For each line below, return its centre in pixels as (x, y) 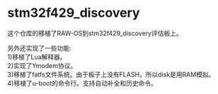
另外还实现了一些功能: (40, 48)
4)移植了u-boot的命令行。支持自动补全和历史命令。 (82, 83)
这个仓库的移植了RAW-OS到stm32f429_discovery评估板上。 (95, 33)
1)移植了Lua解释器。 (37, 57)
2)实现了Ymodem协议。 (42, 65)
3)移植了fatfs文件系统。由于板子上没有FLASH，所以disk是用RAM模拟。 (111, 74)
